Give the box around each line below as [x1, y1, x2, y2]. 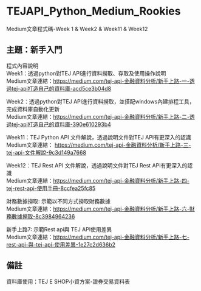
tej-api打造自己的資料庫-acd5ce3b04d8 [11, 85, 111, 92]
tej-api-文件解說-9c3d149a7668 [6, 149, 87, 156]
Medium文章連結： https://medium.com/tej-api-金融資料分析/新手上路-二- [6, 113, 190, 120]
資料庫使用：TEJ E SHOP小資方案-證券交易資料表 [6, 278, 131, 285]
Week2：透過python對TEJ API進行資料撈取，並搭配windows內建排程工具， [6, 97, 195, 105]
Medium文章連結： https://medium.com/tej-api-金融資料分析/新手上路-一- [6, 77, 190, 85]
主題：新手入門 [6, 44, 63, 55]
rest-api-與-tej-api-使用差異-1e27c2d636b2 [6, 240, 116, 248]
